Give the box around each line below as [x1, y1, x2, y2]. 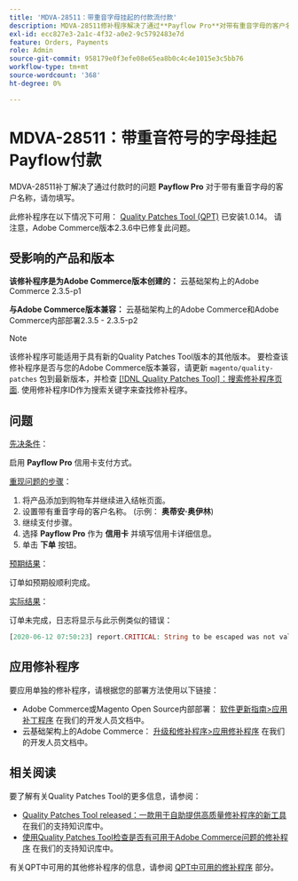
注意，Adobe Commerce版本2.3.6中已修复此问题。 [9, 222, 195, 233]
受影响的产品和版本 [9, 250, 114, 266]
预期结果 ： [9, 559, 49, 569]
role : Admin [9, 46, 53, 55]
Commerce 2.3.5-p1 [9, 286, 82, 297]
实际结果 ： [9, 596, 49, 607]
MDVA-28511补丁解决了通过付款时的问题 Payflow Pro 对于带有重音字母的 [9, 181, 277, 192]
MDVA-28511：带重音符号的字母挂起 [9, 128, 277, 147]
